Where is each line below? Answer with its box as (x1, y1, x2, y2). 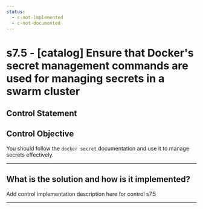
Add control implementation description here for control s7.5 (6, 190, 156, 198)
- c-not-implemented (11, 14, 63, 20)
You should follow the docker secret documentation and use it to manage (6, 145, 189, 152)
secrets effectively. (6, 151, 54, 158)
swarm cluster (6, 84, 80, 98)
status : (6, 8, 26, 15)
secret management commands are (6, 58, 188, 72)
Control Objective (6, 129, 74, 139)
